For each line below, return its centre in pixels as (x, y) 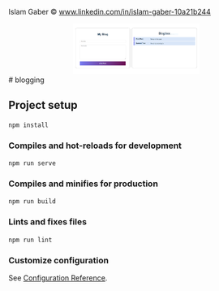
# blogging (26, 80)
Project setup (43, 105)
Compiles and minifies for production (83, 184)
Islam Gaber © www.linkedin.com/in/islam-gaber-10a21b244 (109, 12)
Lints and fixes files (48, 222)
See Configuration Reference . (58, 278)
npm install (28, 125)
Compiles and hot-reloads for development (95, 145)
